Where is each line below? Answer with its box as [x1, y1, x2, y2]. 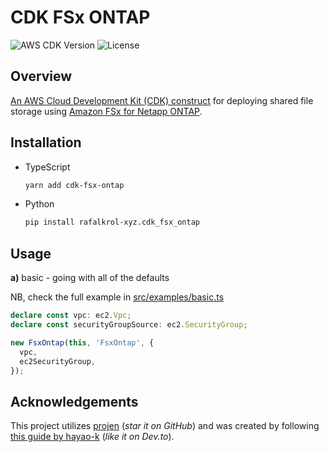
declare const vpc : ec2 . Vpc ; [10, 311, 132, 321]
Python [24, 198, 55, 210]
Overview [10, 68, 73, 85]
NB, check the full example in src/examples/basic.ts [10, 291, 225, 303]
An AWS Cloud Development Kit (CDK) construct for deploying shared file [10, 94, 314, 106]
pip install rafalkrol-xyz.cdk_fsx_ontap [24, 217, 200, 228]
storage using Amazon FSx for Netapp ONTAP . [10, 105, 203, 117]
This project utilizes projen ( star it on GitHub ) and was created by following [10, 420, 320, 432]
